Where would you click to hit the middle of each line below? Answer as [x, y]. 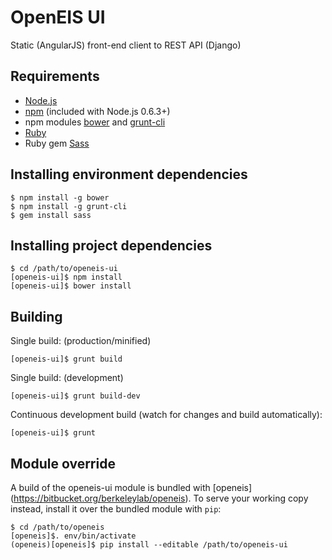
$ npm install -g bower [60, 197]
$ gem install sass [51, 215]
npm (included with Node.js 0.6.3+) [97, 111]
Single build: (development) [67, 378]
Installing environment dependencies [129, 174]
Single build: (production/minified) [81, 341]
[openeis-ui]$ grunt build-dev [75, 396]
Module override [63, 463]
